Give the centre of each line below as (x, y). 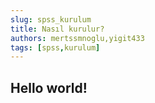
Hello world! (49, 87)
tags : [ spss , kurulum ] (55, 47)
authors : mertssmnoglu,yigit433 (77, 38)
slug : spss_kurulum (51, 19)
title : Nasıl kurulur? (57, 29)
